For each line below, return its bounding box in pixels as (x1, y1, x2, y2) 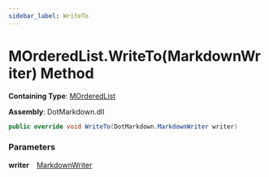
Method (40, 64, 95, 82)
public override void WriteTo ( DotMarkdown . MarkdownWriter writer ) (8, 123, 238, 131)
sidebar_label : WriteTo (8, 11, 89, 20)
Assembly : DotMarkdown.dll (8, 106, 105, 116)
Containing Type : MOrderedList (8, 91, 116, 101)
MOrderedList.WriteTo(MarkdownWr (8, 46, 262, 65)
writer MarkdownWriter (8, 160, 93, 170)
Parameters (8, 141, 55, 153)
